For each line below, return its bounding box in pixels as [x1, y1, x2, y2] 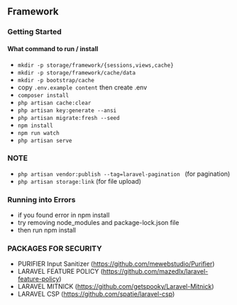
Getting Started [7, 27, 62, 37]
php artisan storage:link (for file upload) [17, 177, 142, 185]
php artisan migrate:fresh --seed [17, 114, 120, 121]
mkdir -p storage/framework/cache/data [17, 69, 136, 77]
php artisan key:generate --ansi [17, 106, 117, 114]
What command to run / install [7, 44, 99, 52]
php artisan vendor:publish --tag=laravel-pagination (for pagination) [17, 170, 231, 178]
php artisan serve [17, 137, 72, 144]
